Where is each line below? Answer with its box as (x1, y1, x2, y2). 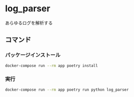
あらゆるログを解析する (5, 20, 53, 26)
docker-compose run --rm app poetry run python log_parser (5, 87, 129, 92)
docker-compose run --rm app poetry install (5, 63, 98, 68)
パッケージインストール (5, 52, 61, 59)
